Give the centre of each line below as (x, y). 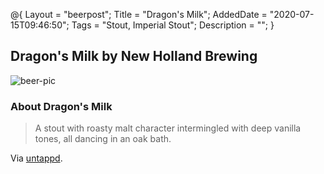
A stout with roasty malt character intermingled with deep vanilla (168, 128)
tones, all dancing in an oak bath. (103, 139)
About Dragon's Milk (61, 106)
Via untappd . (36, 158)
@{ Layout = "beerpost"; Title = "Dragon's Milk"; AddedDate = (139, 14)
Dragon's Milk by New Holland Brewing (134, 56)
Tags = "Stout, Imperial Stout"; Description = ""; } (173, 25)
